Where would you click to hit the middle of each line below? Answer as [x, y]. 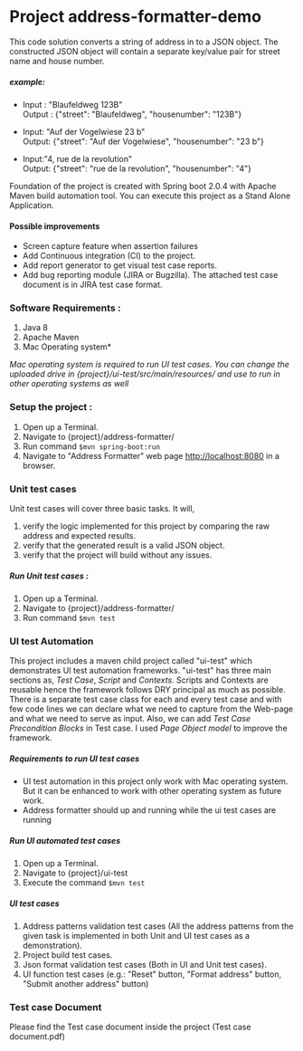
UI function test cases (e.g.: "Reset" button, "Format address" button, [152, 974]
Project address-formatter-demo [136, 17]
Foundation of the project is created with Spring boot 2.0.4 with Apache [143, 186]
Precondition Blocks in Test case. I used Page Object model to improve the [148, 728]
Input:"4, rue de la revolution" [77, 158]
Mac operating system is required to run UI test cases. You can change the [149, 365]
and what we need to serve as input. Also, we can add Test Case [130, 719]
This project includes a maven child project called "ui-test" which [131, 661]
